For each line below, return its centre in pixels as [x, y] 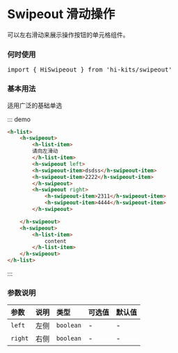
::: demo [19, 119]
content [56, 241]
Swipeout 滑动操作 [61, 14]
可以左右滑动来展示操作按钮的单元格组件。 [68, 35]
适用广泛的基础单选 [35, 105]
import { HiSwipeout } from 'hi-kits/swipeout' [90, 70]
